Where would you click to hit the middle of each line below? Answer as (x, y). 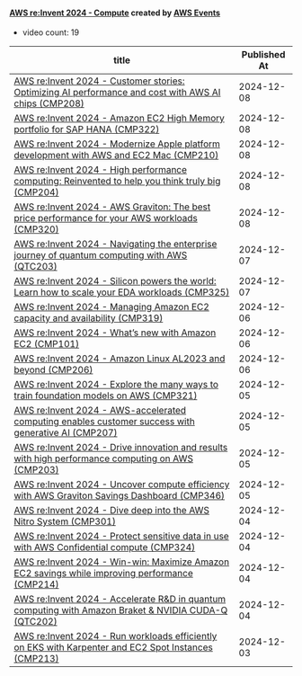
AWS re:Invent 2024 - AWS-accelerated (100, 411)
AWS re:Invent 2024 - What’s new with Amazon (115, 333)
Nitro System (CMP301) (65, 521)
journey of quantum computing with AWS (101, 255)
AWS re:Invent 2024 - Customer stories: (99, 81)
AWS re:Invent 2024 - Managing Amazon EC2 (111, 307)
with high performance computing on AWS (103, 458)
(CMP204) (36, 192)
